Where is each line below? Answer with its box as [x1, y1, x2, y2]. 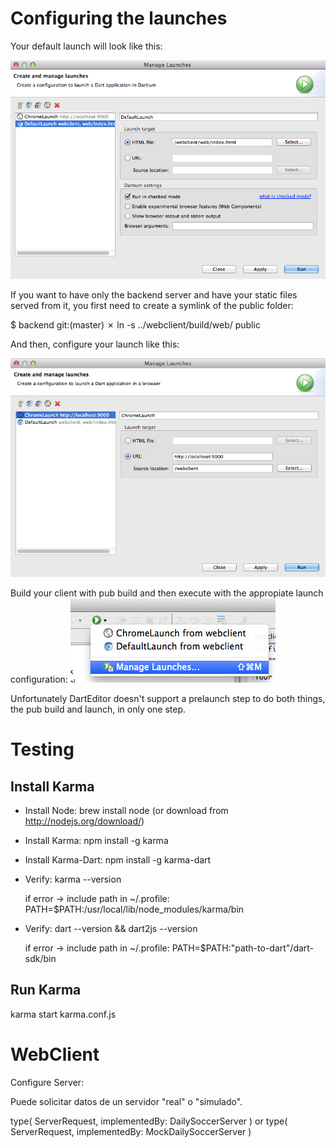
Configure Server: [10, 1076, 85, 1088]
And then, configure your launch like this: [10, 338, 180, 350]
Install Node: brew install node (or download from [24, 804, 229, 816]
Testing [10, 738, 75, 761]
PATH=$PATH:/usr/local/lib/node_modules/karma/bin [24, 903, 245, 915]
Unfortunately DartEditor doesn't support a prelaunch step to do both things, [10, 692, 326, 704]
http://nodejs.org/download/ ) [24, 815, 145, 827]
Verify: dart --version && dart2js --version [24, 922, 198, 934]
